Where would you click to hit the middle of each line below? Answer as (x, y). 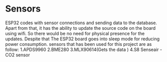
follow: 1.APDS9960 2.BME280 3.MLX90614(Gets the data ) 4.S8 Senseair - (84, 49)
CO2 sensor (18, 55)
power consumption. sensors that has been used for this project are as (78, 44)
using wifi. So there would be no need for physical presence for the (75, 33)
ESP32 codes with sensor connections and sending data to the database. (81, 23)
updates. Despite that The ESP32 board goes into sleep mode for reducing (82, 39)
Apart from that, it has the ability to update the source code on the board (80, 28)
